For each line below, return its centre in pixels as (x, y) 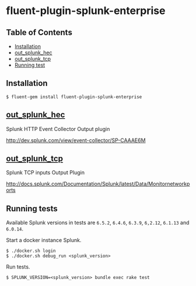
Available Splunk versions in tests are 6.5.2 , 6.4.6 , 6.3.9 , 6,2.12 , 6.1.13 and (98, 223)
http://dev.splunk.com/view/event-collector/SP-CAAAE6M (76, 140)
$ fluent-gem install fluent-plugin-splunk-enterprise (74, 97)
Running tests (32, 209)
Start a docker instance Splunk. (44, 240)
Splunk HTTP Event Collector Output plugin (58, 129)
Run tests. (18, 267)
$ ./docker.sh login (31, 251)
